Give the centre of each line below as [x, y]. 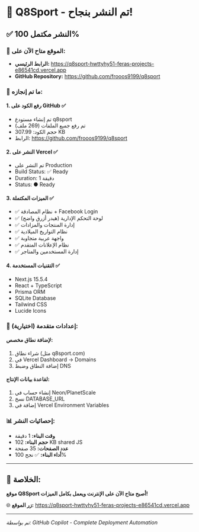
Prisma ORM [30, 291]
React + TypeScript [38, 285]
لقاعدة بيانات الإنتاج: [28, 379]
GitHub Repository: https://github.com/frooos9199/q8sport [87, 76]
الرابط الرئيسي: [32, 63]
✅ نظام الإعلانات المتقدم [42, 245]
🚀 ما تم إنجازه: [25, 91]
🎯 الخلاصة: [24, 479]
